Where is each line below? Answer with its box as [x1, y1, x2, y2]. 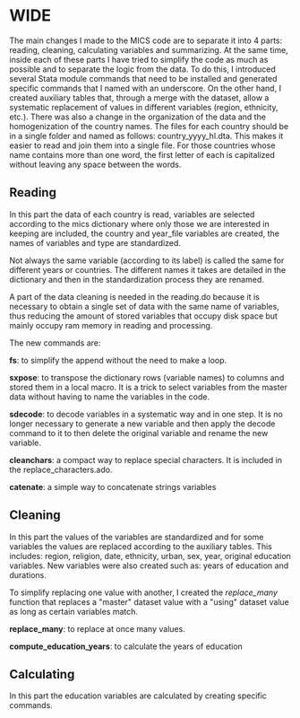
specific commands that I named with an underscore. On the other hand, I [9, 83, 282, 93]
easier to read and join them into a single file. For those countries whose [9, 140, 276, 151]
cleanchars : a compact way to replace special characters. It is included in [9, 454, 282, 465]
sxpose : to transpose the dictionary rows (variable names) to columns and [9, 372, 285, 382]
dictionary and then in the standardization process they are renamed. [9, 274, 264, 285]
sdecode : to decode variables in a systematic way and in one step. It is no [9, 408, 284, 419]
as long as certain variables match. [9, 606, 139, 617]
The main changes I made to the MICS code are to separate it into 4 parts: [9, 35, 283, 46]
